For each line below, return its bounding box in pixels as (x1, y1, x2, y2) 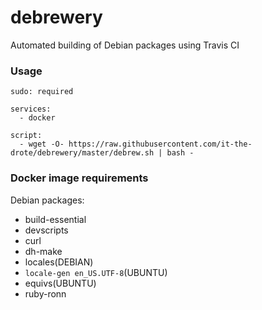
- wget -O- (19, 139, 65, 150)
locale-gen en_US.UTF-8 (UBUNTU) (24, 266, 168, 278)
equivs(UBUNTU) (24, 277, 97, 289)
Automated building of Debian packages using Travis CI (10, 39, 240, 51)
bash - (166, 148, 195, 158)
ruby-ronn (24, 287, 67, 300)
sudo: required (10, 87, 74, 97)
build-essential (24, 213, 87, 225)
